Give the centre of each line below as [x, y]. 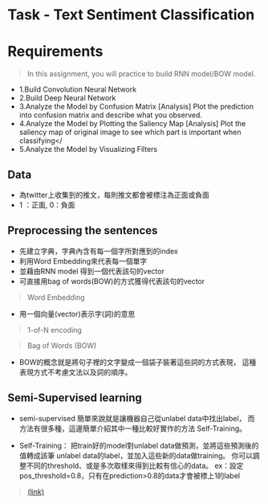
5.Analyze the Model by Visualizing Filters [88, 150]
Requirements [55, 52]
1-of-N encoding [54, 330]
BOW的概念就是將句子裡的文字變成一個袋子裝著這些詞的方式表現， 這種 [138, 362]
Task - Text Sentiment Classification [131, 15]
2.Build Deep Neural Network [67, 98]
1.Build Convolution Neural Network [78, 89]
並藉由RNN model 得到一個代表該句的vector [92, 271]
